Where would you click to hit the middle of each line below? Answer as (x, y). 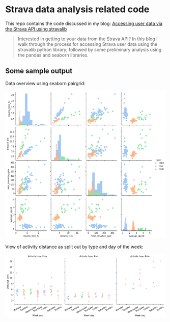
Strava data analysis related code (77, 9)
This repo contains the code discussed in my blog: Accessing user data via (84, 23)
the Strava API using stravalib (36, 29)
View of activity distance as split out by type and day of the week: (74, 247)
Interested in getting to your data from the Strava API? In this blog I (88, 39)
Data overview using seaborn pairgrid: (45, 83)
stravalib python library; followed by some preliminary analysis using (90, 49)
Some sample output (39, 71)
